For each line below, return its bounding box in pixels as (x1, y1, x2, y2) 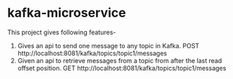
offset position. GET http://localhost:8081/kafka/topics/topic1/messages (17, 64, 227, 72)
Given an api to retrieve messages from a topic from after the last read (17, 56, 222, 64)
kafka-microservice (7, 5, 126, 21)
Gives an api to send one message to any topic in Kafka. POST (17, 41, 200, 50)
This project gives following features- (7, 28, 116, 36)
